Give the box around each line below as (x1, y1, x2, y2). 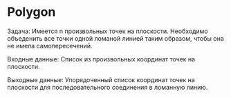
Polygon (7, 4, 56, 20)
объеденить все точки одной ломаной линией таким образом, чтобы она (7, 34, 224, 42)
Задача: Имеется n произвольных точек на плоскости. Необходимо (7, 27, 209, 35)
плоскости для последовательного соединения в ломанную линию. (7, 83, 208, 91)
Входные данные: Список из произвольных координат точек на (7, 55, 196, 63)
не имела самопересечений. (7, 41, 93, 50)
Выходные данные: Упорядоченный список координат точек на (7, 75, 195, 84)
